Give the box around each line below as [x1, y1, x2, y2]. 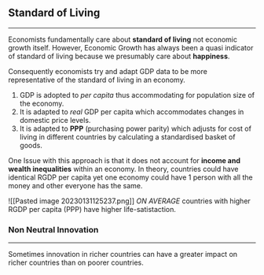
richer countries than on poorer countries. [8, 258, 144, 267]
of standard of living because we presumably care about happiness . [8, 51, 230, 61]
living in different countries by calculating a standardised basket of [19, 132, 236, 141]
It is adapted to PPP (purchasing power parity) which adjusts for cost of [19, 124, 251, 133]
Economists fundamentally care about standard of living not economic [8, 35, 238, 44]
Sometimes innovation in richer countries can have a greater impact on [8, 250, 238, 259]
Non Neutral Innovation [8, 224, 99, 235]
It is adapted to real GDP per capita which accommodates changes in [19, 106, 244, 117]
